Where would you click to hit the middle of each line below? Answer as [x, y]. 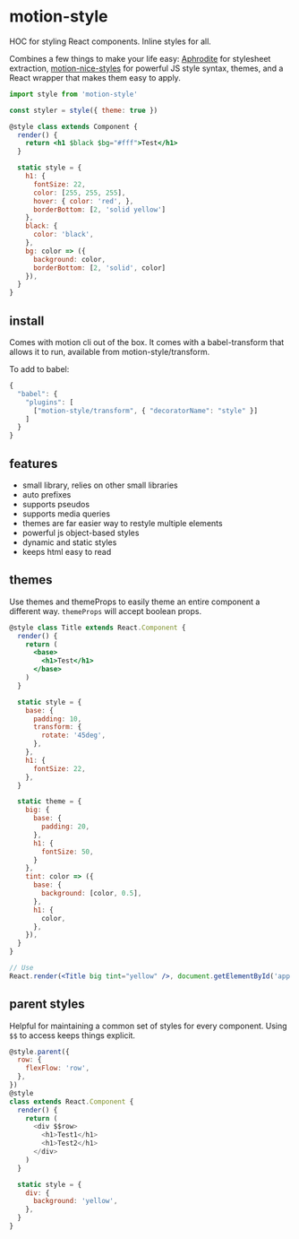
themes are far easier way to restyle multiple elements [122, 523]
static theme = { [50, 801]
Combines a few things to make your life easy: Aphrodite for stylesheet [140, 58]
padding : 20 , [66, 827]
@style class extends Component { [74, 126]
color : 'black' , [63, 235]
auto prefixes [47, 494]
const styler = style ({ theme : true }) [84, 110]
